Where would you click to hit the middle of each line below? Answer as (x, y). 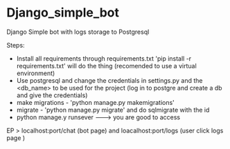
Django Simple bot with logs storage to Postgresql (78, 32)
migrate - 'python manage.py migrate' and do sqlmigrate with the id (113, 110)
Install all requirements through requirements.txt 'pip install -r (104, 58)
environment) (36, 73)
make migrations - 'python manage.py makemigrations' (95, 102)
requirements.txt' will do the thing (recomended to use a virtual (106, 66)
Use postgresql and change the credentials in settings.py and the (109, 80)
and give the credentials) (52, 95)
